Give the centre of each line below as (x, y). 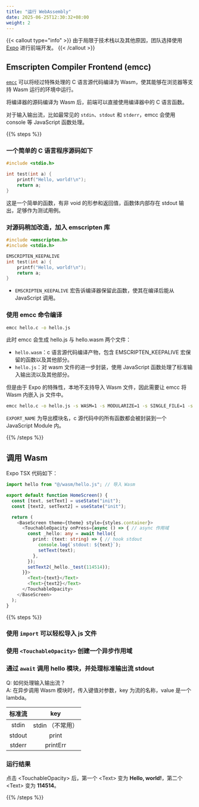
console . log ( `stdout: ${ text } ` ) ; (79, 545)
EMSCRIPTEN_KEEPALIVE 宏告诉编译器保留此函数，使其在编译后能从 (94, 291)
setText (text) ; (57, 550)
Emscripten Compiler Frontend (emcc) (79, 67)
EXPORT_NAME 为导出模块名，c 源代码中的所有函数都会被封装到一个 (86, 418)
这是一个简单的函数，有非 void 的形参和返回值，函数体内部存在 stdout (92, 202)
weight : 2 (18, 23)
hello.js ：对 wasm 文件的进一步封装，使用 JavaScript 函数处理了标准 (101, 367)
